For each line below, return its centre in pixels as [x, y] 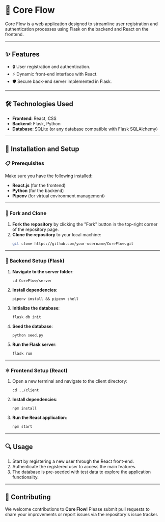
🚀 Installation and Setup [42, 149]
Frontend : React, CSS [34, 118]
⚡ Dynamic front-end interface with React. [55, 74]
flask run [22, 353]
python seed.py [28, 335]
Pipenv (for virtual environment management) [58, 196]
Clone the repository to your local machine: [57, 234]
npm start [22, 427]
